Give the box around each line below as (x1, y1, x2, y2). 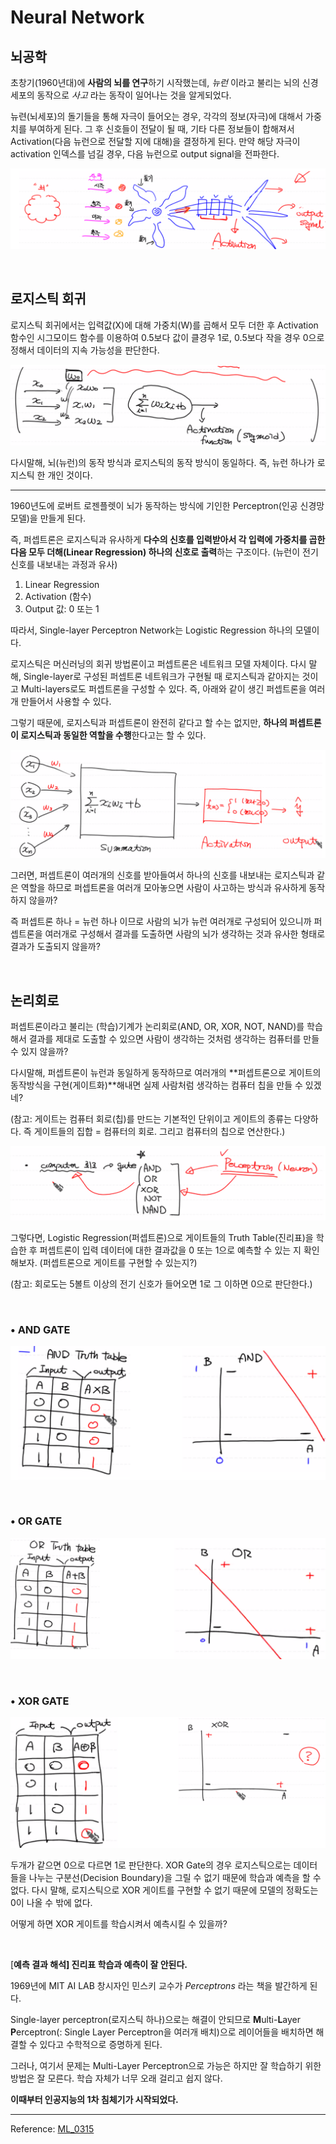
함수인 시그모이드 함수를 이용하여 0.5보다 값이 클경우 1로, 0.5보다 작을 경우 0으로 (10, 331, 325, 343)
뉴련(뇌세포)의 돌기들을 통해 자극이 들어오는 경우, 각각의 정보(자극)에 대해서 (10, 111, 304, 122)
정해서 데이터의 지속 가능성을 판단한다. (10, 344, 160, 356)
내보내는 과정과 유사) (36, 558, 118, 570)
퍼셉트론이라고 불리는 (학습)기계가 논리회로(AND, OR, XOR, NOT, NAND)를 (10, 1021, 305, 1033)
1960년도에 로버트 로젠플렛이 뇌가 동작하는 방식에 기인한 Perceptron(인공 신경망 (10, 499, 325, 511)
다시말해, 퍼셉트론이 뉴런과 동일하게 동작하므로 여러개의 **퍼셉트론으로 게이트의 (10, 1067, 322, 1079)
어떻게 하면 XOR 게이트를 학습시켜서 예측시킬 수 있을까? (10, 1917, 228, 1930)
